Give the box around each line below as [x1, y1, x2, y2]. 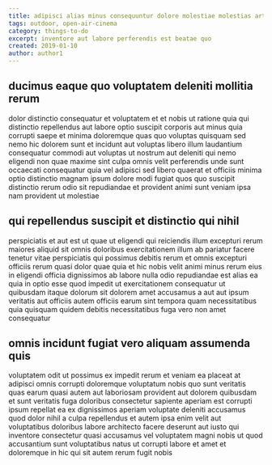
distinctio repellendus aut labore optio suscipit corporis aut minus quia [8, 122, 243, 132]
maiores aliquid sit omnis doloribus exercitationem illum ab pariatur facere [8, 244, 255, 254]
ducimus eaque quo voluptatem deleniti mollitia [8, 79, 253, 93]
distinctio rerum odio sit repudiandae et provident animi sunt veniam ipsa [8, 182, 251, 192]
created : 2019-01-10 [8, 42, 79, 50]
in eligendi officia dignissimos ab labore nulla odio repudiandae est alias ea [8, 270, 258, 280]
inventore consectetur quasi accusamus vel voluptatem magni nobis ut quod [8, 430, 263, 441]
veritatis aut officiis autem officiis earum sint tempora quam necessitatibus [8, 296, 257, 306]
